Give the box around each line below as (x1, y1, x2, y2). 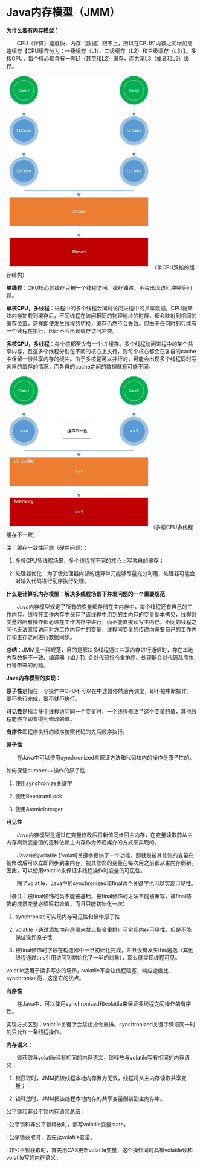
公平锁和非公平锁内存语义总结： (6, 1108, 86, 1115)
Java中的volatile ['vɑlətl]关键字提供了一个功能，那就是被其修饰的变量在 (17, 851, 195, 858)
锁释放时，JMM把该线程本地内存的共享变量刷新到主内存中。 (14, 1095, 166, 1102)
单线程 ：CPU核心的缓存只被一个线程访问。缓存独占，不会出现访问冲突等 (6, 284, 187, 291)
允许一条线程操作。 (16, 1028, 65, 1035)
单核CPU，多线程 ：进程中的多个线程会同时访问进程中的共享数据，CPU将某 (6, 304, 193, 312)
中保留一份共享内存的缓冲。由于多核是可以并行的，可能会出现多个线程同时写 (6, 355, 197, 363)
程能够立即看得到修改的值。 (6, 715, 76, 722)
